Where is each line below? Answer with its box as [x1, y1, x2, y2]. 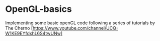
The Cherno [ [5, 25, 33, 31]
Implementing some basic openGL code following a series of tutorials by [5, 20, 155, 26]
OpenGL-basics [5, 3, 72, 15]
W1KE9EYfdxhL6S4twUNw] [5, 30, 63, 36]
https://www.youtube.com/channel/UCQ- [32, 25, 118, 31]
